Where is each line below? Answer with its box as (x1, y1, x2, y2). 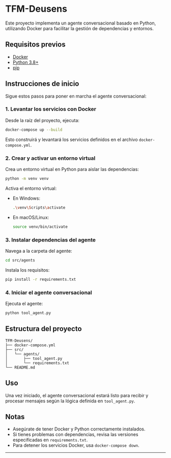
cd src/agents (5, 257, 36, 263)
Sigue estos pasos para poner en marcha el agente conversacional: (5, 93, 147, 99)
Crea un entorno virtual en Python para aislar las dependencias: (5, 166, 139, 173)
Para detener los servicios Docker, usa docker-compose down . (12, 442, 140, 448)
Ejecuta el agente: (5, 301, 43, 306)
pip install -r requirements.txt (5, 277, 76, 282)
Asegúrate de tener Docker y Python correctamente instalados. (12, 426, 146, 432)
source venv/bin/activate (12, 224, 68, 229)
